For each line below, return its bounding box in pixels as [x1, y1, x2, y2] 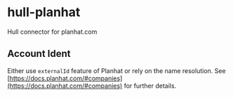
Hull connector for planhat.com [7, 27, 98, 36]
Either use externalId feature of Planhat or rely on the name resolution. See [7, 66, 226, 75]
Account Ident [7, 48, 72, 60]
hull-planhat [7, 4, 81, 20]
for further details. [124, 82, 177, 90]
